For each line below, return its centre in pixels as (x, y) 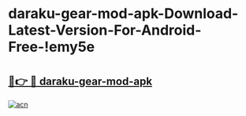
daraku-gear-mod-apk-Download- (123, 14)
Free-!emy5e (52, 47)
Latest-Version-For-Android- (105, 30)
